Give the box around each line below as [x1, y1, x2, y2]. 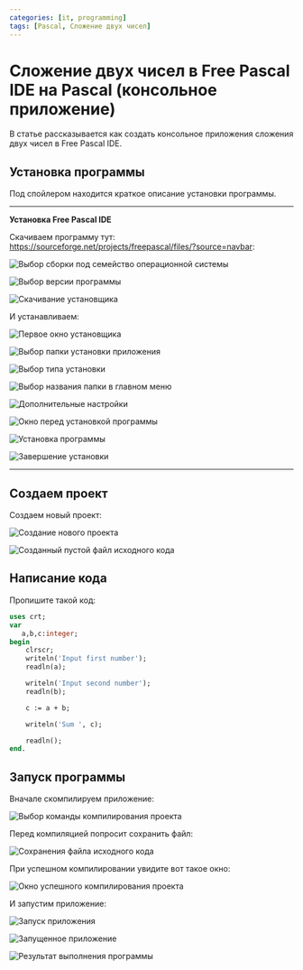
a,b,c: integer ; [21, 629, 78, 638]
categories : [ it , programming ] [9, 13, 127, 23]
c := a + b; [25, 703, 70, 713]
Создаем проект [9, 485, 108, 501]
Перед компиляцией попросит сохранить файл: [9, 828, 194, 839]
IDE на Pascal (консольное [9, 79, 218, 100]
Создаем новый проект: [9, 510, 102, 521]
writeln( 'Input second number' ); [25, 679, 151, 688]
